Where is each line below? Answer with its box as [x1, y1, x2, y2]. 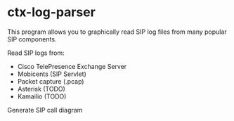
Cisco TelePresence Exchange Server [17, 62, 127, 70]
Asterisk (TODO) [17, 84, 65, 93]
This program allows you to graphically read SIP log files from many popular [7, 27, 227, 36]
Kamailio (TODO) [17, 92, 67, 101]
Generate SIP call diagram [7, 106, 83, 114]
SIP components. [7, 34, 57, 43]
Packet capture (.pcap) [17, 77, 84, 85]
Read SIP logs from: [7, 49, 65, 57]
